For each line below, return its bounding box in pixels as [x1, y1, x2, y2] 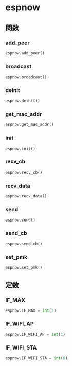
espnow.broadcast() [5, 75, 47, 80]
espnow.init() [5, 146, 36, 151]
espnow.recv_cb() [5, 170, 43, 175]
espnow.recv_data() [5, 193, 47, 199]
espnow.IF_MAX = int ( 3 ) [5, 308, 57, 313]
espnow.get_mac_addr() [5, 122, 54, 127]
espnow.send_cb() [5, 241, 43, 247]
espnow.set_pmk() [5, 265, 43, 270]
